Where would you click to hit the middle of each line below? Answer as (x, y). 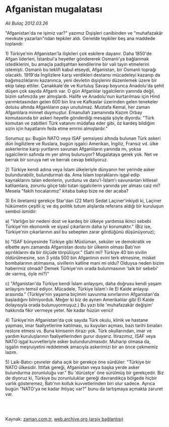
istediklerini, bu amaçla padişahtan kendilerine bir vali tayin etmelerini (77, 64)
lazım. (11, 352)
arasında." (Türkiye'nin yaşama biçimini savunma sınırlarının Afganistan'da (82, 294)
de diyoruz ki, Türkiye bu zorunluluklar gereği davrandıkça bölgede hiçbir (81, 378)
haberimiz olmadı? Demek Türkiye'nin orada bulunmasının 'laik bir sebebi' (82, 268)
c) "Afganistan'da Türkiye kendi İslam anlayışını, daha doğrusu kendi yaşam (83, 283)
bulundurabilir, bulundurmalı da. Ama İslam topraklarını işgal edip (72, 174)
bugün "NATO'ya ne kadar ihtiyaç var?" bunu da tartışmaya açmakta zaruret (84, 389)
